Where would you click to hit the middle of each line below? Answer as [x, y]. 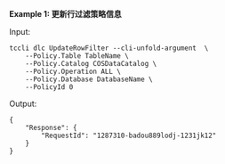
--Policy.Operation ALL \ [73, 71]
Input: [20, 32]
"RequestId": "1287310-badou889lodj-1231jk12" [129, 135]
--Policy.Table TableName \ [77, 56]
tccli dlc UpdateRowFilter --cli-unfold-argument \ [109, 48]
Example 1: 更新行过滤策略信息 [65, 14]
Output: [23, 103]
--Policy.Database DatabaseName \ [89, 79]
